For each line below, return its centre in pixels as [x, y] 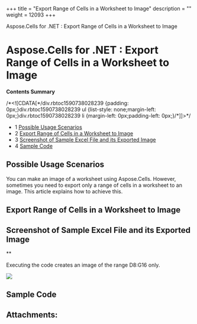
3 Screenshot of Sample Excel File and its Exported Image [85, 140]
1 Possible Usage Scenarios [49, 127]
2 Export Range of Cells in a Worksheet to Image [74, 133]
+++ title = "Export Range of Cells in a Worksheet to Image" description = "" [99, 9]
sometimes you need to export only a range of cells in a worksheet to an [94, 185]
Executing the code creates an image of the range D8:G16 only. [83, 265]
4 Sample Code [34, 146]
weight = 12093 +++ [31, 15]
